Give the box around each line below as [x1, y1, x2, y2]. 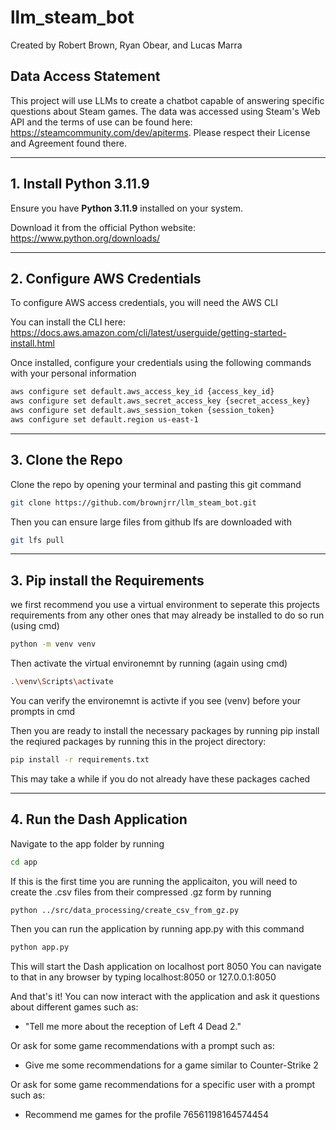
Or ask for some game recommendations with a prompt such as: [10, 1040, 276, 1052]
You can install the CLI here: [10, 316, 126, 328]
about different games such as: [10, 1001, 139, 1013]
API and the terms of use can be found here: [10, 116, 193, 128]
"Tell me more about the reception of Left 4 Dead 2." [24, 1021, 242, 1033]
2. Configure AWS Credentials [10, 270, 202, 287]
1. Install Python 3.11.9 [10, 176, 150, 193]
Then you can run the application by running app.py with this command [10, 923, 305, 935]
